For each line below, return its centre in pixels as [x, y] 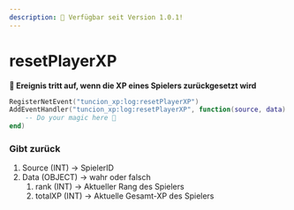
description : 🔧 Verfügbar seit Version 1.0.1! [96, 17]
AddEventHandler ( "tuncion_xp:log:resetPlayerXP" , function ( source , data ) [148, 110]
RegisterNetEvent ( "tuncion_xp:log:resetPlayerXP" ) [104, 101]
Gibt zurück [35, 148]
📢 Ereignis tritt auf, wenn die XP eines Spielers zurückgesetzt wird [133, 86]
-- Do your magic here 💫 [71, 118]
